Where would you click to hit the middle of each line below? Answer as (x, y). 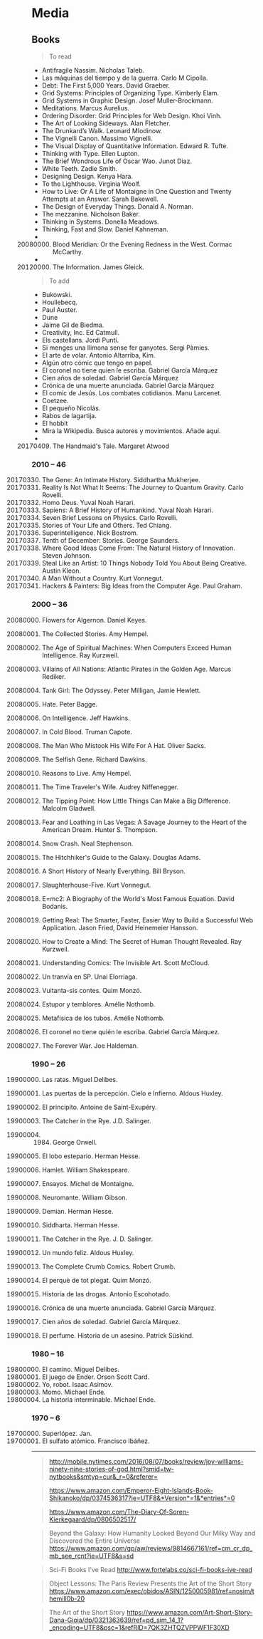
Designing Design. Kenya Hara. (87, 176)
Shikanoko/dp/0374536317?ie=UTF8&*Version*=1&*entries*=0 (142, 1498)
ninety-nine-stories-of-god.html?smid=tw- (112, 1469)
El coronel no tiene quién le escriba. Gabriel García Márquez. (131, 1031)
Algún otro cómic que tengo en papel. (97, 363)
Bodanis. (55, 906)
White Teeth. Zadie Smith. (80, 168)
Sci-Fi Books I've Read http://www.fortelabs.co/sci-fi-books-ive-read (151, 1570)
